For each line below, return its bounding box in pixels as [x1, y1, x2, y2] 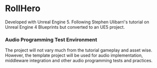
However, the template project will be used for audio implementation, [5, 52, 143, 58]
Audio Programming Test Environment [5, 36, 97, 43]
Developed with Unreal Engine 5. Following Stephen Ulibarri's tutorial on [5, 19, 149, 25]
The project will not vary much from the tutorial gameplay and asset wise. [5, 47, 153, 53]
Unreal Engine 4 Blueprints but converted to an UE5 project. [5, 24, 125, 30]
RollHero [5, 3, 40, 14]
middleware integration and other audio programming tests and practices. [5, 58, 153, 64]
